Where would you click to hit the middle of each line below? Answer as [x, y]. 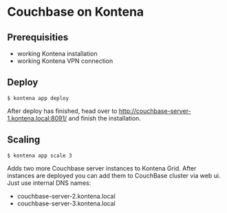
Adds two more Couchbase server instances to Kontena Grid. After [102, 168]
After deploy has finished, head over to [62, 111]
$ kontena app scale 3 [40, 155]
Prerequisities [38, 37]
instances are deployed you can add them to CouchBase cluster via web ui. [114, 175]
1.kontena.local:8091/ [37, 118]
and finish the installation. [105, 118]
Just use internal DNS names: [49, 183]
